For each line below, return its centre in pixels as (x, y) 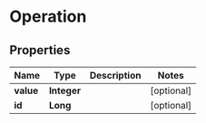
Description (115, 76)
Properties (40, 50)
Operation (48, 17)
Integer (65, 90)
